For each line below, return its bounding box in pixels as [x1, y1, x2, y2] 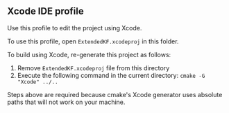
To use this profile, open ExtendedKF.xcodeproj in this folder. [7, 37, 179, 45]
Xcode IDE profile [7, 6, 85, 17]
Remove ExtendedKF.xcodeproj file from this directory [17, 63, 170, 72]
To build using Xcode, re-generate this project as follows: [7, 50, 171, 59]
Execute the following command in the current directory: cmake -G [17, 71, 205, 79]
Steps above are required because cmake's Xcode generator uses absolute [7, 90, 223, 99]
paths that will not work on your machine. [7, 98, 126, 106]
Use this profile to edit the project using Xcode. [7, 23, 142, 32]
